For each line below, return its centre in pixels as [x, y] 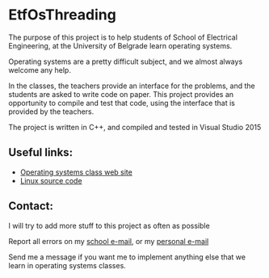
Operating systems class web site [76, 172]
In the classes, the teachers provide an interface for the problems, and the [132, 86]
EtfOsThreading [63, 15]
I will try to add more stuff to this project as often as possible [109, 225]
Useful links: [41, 152]
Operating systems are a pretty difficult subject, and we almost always [126, 61]
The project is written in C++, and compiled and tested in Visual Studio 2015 [135, 127]
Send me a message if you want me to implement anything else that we [127, 257]
